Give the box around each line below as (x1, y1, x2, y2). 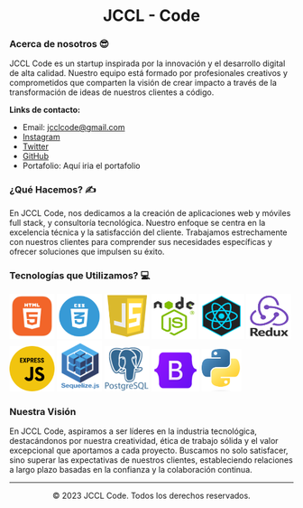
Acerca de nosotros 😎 (9, 38, 110, 51)
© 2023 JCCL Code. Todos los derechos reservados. (52, 490, 251, 502)
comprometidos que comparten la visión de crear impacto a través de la (9, 78, 278, 89)
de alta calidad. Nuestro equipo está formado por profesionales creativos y (9, 68, 289, 79)
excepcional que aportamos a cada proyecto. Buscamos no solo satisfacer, (9, 445, 289, 456)
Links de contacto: (9, 105, 81, 116)
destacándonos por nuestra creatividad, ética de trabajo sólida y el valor (9, 436, 279, 447)
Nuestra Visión (9, 406, 77, 418)
